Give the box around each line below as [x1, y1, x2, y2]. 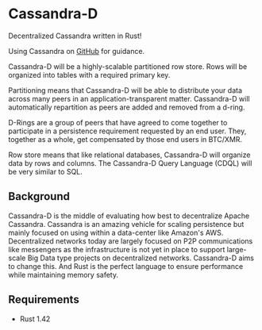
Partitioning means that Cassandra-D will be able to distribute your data [8, 85, 243, 95]
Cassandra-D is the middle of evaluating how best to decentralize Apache [8, 211, 250, 221]
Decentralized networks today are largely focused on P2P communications [8, 236, 253, 246]
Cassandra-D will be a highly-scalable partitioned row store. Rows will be [8, 61, 248, 71]
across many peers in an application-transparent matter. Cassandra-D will [8, 94, 250, 103]
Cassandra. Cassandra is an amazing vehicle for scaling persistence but [8, 219, 245, 228]
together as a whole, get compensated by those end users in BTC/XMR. [8, 134, 243, 144]
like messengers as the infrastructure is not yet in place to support [8, 244, 225, 254]
